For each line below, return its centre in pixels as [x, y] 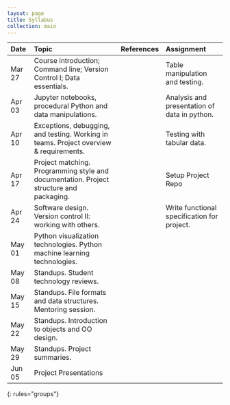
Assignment [186, 49]
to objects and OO [63, 329]
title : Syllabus [30, 20]
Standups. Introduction [71, 321]
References [140, 49]
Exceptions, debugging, [72, 126]
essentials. [51, 86]
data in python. [190, 115]
